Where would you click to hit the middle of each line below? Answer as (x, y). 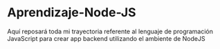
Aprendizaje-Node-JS (72, 13)
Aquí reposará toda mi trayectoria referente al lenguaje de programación (110, 31)
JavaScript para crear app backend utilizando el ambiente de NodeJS (106, 38)
